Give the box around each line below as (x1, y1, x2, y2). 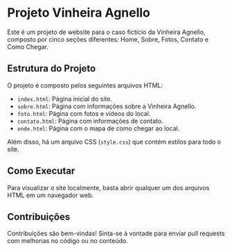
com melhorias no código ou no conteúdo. (7, 237, 128, 245)
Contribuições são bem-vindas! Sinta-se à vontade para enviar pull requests (7, 229, 225, 237)
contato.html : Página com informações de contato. (17, 117, 164, 125)
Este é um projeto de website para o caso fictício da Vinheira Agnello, (7, 28, 206, 36)
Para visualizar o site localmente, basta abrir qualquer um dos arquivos (7, 183, 210, 192)
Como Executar (7, 165, 75, 177)
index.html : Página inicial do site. (17, 94, 113, 103)
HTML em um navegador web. (7, 191, 94, 199)
